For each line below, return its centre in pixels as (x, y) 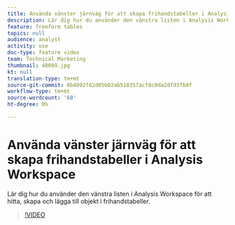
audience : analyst (34, 40)
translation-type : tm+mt (43, 78)
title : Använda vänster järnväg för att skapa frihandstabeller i (106, 14)
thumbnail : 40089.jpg (39, 65)
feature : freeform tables (45, 26)
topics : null (26, 33)
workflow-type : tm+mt (39, 91)
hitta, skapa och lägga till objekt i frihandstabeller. (79, 201)
